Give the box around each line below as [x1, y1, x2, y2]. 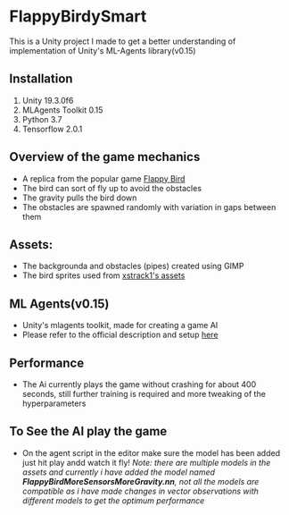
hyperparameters [21, 398, 87, 409]
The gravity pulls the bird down [21, 192, 137, 203]
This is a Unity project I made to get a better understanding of [9, 36, 236, 46]
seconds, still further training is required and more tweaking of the [21, 389, 266, 399]
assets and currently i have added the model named [21, 467, 216, 477]
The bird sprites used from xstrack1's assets [21, 270, 186, 281]
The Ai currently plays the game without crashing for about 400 [21, 379, 257, 390]
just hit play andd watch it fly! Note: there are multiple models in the [21, 457, 271, 468]
